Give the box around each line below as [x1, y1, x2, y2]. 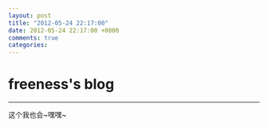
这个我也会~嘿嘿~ [8, 110, 67, 120]
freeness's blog [8, 75, 115, 94]
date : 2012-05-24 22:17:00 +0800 [8, 26, 120, 34]
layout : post [8, 11, 52, 20]
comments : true [8, 33, 59, 42]
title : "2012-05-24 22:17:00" [8, 19, 109, 27]
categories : [8, 41, 48, 49]
